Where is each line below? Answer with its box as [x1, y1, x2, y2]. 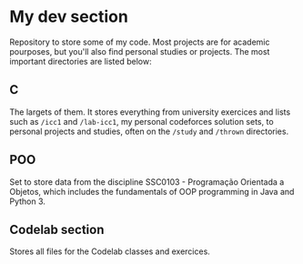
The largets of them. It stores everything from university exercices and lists [9, 107, 291, 117]
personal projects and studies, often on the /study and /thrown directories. [9, 126, 289, 137]
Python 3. [9, 196, 45, 207]
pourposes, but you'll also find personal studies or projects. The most [9, 46, 270, 56]
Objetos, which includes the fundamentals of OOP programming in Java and [9, 186, 295, 197]
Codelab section [9, 221, 105, 238]
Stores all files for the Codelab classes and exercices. [9, 246, 211, 257]
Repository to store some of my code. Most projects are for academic [9, 36, 270, 47]
